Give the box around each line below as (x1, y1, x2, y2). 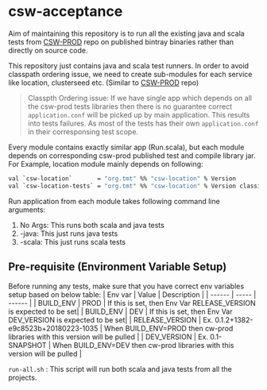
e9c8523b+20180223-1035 (8, 323, 99, 333)
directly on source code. (8, 45, 88, 55)
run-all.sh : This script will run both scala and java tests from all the (8, 364, 232, 373)
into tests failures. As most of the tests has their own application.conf (27, 118, 259, 128)
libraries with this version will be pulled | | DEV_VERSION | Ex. (8, 332, 209, 342)
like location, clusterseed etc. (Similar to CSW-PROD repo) (8, 78, 199, 87)
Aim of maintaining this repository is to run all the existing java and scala (8, 29, 245, 38)
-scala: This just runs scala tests (19, 237, 126, 246)
